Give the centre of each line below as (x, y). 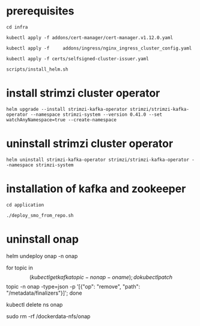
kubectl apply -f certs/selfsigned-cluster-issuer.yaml (77, 58)
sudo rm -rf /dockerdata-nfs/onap (48, 316)
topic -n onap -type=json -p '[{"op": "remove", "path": (73, 286)
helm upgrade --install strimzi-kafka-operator (67, 109)
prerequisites (40, 11)
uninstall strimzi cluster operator (90, 144)
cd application (25, 205)
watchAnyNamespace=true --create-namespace (62, 120)
